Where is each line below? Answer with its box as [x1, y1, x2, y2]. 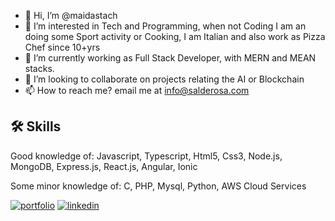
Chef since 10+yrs [24, 41, 101, 53]
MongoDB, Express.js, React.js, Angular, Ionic [10, 160, 198, 172]
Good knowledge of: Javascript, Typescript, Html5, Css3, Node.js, [10, 150, 283, 162]
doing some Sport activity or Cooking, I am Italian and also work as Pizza [24, 31, 326, 42]
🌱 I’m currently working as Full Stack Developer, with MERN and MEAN [24, 52, 317, 64]
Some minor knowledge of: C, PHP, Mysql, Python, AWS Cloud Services [10, 180, 307, 192]
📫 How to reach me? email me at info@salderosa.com [24, 85, 250, 96]
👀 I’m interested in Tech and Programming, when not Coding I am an [24, 20, 307, 32]
